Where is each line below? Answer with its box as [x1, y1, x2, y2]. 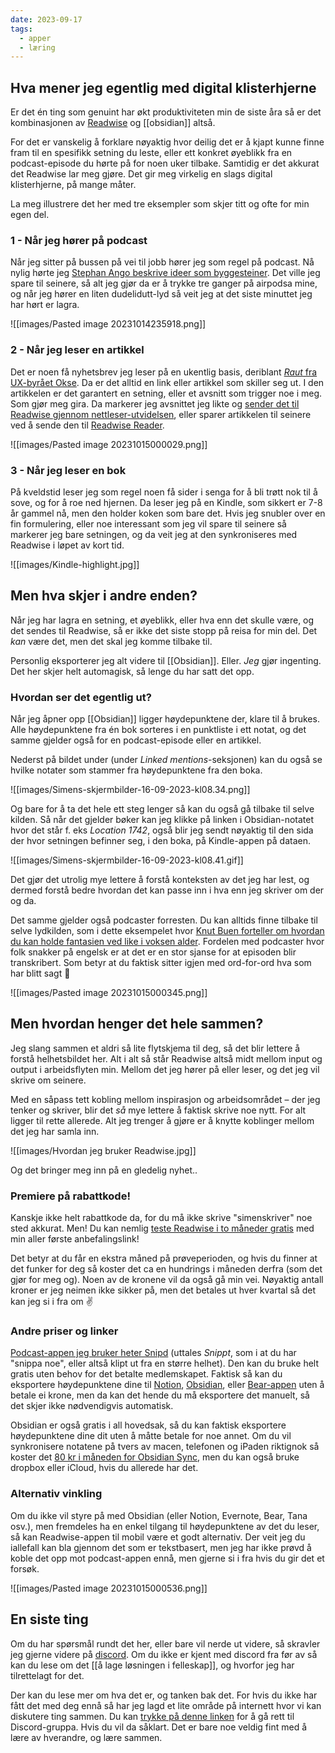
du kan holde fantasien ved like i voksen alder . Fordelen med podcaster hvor [10, 936, 325, 948]
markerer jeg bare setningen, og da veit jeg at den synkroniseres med [10, 528, 298, 540]
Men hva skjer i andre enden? [10, 587, 198, 605]
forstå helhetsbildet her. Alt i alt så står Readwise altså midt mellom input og [10, 1052, 323, 1065]
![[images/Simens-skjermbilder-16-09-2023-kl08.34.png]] [10, 784, 251, 796]
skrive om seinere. [10, 1074, 87, 1086]
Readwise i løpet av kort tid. [10, 539, 125, 551]
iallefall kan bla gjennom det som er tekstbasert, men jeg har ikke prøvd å [10, 1541, 312, 1553]
